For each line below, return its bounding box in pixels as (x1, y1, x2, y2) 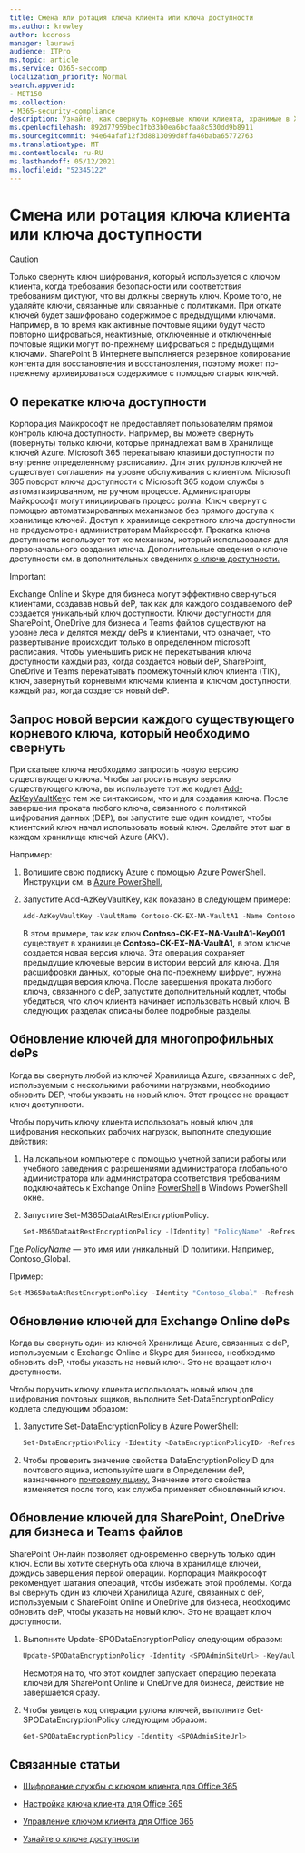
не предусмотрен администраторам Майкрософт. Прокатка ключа (9, 524, 271, 536)
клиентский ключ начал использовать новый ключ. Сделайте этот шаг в (9, 821, 290, 832)
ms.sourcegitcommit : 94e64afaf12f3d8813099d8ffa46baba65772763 (9, 132, 254, 141)
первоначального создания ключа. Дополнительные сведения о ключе (9, 544, 288, 555)
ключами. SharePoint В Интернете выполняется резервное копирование (9, 349, 291, 360)
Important (9, 571, 46, 582)
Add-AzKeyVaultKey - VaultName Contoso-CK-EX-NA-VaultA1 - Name (22, 911, 263, 920)
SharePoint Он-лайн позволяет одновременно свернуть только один (9, 1548, 276, 1559)
